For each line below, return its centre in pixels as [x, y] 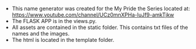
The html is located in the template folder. [63, 40]
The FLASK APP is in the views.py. [54, 21]
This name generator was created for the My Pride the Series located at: [101, 9]
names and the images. [41, 34]
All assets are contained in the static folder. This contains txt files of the [100, 27]
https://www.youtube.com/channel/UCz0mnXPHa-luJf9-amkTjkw [93, 15]
